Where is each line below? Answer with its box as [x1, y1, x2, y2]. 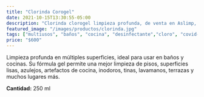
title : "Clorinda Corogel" [6, 8, 75, 15]
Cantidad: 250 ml [6, 85, 50, 92]
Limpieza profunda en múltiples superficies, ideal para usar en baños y [6, 54, 184, 61]
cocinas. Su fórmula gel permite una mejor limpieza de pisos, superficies [6, 60, 188, 67]
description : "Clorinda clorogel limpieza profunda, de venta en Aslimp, [6, 20, 197, 26]
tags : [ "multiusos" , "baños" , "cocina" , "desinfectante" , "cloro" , [6, 32, 178, 38]
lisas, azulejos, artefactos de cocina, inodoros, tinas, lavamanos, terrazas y [6, 67, 194, 73]
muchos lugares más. [6, 73, 60, 80]
